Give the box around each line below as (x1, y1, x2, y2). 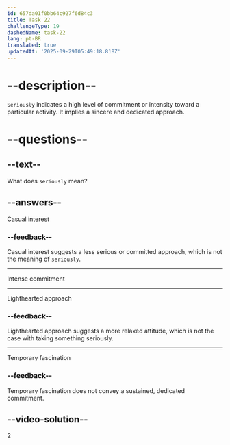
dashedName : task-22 (7, 29, 66, 36)
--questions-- (7, 131, 88, 147)
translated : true (7, 42, 57, 49)
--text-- (7, 159, 41, 170)
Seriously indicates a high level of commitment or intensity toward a (7, 100, 200, 108)
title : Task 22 (7, 16, 51, 23)
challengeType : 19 (7, 23, 60, 29)
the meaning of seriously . (7, 255, 81, 263)
